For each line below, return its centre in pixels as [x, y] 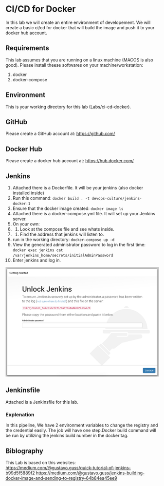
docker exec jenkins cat [38, 250]
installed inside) [28, 193]
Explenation [20, 414]
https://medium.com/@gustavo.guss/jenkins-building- [90, 473]
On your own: [26, 224]
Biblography [24, 451]
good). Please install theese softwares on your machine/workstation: [74, 65]
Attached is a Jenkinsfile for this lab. [42, 402]
